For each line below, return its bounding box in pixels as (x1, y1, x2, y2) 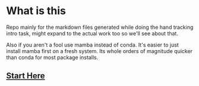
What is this (6, 4, 67, 18)
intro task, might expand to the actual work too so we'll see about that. (6, 29, 178, 37)
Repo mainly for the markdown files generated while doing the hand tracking (6, 24, 194, 31)
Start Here (6, 71, 46, 81)
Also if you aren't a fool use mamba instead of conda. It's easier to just (6, 41, 179, 48)
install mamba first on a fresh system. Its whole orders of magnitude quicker (6, 47, 193, 54)
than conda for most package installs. (6, 54, 99, 61)
